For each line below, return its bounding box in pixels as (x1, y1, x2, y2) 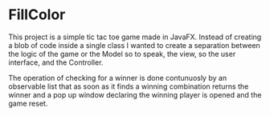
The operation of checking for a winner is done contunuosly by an (8, 73, 227, 82)
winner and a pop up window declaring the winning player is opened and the (8, 90, 262, 99)
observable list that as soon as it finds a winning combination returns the (8, 82, 249, 91)
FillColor (8, 6, 66, 24)
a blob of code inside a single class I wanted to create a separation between (8, 40, 261, 50)
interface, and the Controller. (8, 58, 104, 67)
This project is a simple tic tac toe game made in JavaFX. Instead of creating (8, 32, 262, 42)
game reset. (8, 98, 48, 108)
